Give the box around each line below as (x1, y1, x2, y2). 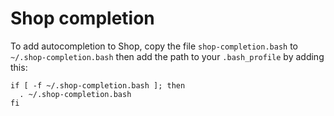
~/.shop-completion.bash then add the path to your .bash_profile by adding (10, 50, 325, 62)
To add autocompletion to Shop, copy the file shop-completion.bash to (10, 40, 299, 52)
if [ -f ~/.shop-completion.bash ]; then (10, 80, 186, 91)
